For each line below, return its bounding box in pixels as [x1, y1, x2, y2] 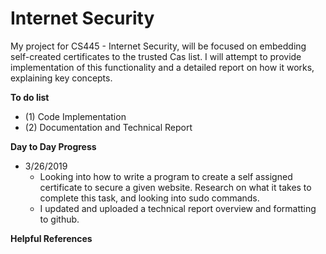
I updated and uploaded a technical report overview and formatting [39, 202, 317, 214]
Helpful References [10, 232, 93, 244]
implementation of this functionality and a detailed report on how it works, [10, 61, 315, 73]
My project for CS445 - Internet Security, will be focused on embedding [10, 40, 307, 52]
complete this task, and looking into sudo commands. [39, 192, 260, 204]
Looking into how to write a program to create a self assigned [39, 170, 293, 182]
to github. [39, 213, 80, 225]
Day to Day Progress [10, 140, 97, 152]
